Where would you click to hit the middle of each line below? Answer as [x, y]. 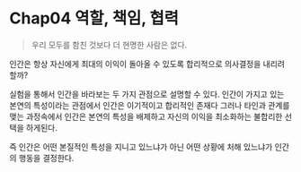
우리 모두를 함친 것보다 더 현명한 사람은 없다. [109, 45]
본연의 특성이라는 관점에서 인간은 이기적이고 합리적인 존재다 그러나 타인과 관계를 [150, 105]
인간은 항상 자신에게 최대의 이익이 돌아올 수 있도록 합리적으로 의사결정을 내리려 [147, 64]
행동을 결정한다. [46, 158]
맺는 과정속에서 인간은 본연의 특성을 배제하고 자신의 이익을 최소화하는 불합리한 [146, 116]
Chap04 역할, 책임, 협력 [94, 18]
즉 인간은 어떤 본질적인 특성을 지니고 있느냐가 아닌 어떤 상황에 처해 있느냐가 [141, 146]
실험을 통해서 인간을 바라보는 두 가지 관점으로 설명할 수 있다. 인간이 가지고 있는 [147, 94]
